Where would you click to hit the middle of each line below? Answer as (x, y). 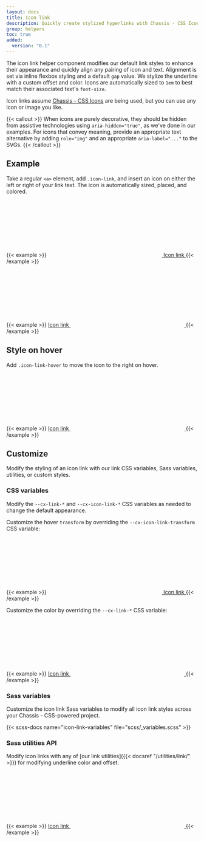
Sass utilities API (32, 743)
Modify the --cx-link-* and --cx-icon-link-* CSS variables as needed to (99, 504)
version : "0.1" (31, 46)
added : (15, 40)
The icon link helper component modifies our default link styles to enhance (100, 63)
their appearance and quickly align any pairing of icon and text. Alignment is (102, 69)
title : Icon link (28, 18)
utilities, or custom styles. (38, 475)
